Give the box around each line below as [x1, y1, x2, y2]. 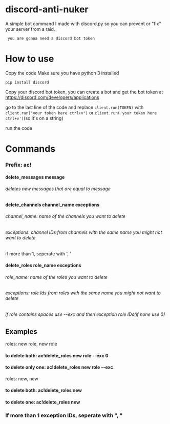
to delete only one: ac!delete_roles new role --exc [5, 364, 114, 370]
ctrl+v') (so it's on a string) [5, 115, 63, 121]
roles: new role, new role [5, 341, 57, 347]
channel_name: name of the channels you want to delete [5, 213, 125, 219]
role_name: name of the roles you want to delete [5, 274, 108, 280]
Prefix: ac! [5, 161, 32, 168]
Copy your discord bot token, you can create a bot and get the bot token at [5, 89, 163, 95]
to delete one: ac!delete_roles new [5, 399, 80, 406]
